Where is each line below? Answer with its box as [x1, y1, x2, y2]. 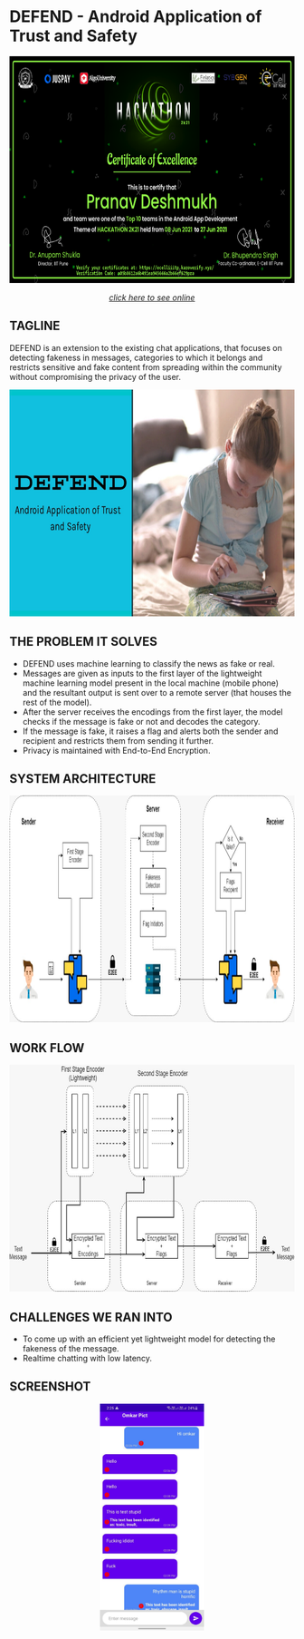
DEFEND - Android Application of [9, 6, 262, 27]
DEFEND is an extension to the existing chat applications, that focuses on [9, 342, 283, 353]
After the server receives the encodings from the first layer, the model [22, 706, 283, 717]
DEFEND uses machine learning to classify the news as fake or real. [22, 658, 276, 668]
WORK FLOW [9, 1040, 85, 1056]
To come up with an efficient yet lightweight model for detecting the [22, 1333, 276, 1344]
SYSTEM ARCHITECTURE [9, 771, 157, 786]
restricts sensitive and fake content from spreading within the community [9, 361, 282, 373]
